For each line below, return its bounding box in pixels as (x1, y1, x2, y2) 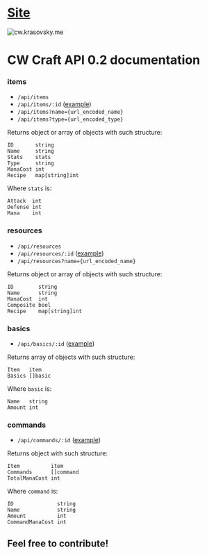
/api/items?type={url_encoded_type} (17, 116, 124, 123)
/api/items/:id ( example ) (17, 100, 92, 108)
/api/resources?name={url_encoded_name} (17, 258, 136, 265)
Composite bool (7, 301, 51, 308)
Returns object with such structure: (7, 449, 108, 458)
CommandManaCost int (7, 519, 67, 526)
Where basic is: (7, 385, 52, 393)
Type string (7, 160, 54, 167)
